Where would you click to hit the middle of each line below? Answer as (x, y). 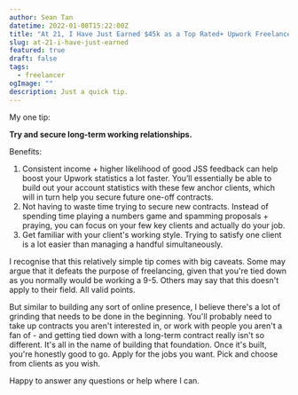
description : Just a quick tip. (69, 91)
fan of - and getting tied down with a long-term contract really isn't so (137, 335)
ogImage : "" (31, 83)
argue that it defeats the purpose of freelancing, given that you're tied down (148, 271)
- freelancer (41, 75)
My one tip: (30, 117)
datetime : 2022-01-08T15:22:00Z (69, 26)
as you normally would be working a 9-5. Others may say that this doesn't (144, 280)
